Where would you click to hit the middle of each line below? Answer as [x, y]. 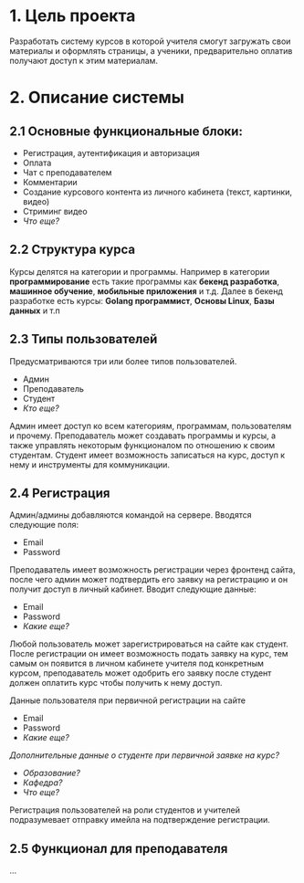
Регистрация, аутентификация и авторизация [111, 152]
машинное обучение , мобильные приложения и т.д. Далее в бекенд [146, 291]
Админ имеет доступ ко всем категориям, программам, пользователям [151, 426]
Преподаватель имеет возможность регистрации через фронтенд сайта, [152, 570]
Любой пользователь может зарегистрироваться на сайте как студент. [149, 644]
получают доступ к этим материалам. [84, 60]
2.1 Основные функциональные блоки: [126, 131]
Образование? [51, 773]
